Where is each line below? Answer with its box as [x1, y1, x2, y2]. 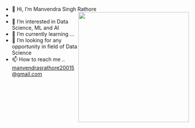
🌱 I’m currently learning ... [11, 31, 75, 38]
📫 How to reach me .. [11, 56, 65, 63]
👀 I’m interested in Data [11, 18, 69, 25]
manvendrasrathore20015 [11, 65, 75, 71]
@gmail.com [11, 70, 42, 78]
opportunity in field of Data [11, 43, 78, 50]
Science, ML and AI [11, 24, 60, 31]
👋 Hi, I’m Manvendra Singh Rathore [11, 6, 97, 12]
